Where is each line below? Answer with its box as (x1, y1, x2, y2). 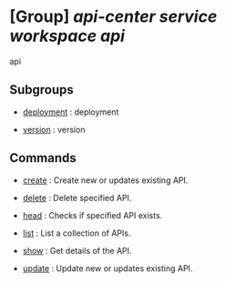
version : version (22, 124, 86, 135)
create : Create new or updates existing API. (22, 175, 189, 186)
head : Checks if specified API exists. (22, 209, 163, 220)
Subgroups (9, 82, 75, 97)
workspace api (9, 25, 126, 46)
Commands (9, 150, 77, 166)
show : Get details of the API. (22, 245, 132, 256)
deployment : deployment (22, 106, 119, 117)
